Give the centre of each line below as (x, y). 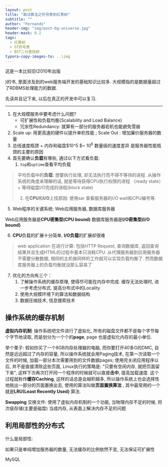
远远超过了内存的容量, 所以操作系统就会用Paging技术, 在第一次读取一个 (87, 354)
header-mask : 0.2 (23, 33)
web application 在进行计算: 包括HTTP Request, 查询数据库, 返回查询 (88, 246)
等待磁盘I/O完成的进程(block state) (57, 188)
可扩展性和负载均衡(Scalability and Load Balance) (71, 120)
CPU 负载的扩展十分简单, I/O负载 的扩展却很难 (59, 235)
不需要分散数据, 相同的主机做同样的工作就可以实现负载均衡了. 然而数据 (90, 259)
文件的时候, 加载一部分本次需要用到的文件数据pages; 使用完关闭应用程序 (80, 360)
